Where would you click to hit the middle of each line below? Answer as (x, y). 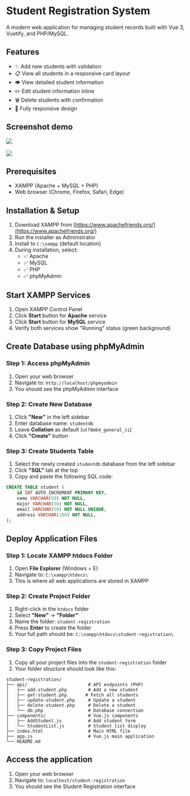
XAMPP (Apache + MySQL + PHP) (56, 186)
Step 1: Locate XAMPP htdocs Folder (60, 555)
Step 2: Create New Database (49, 404)
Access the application (49, 760)
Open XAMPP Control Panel (48, 309)
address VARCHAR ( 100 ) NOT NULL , (56, 515)
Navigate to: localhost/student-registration (70, 780)
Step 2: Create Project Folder (48, 596)
